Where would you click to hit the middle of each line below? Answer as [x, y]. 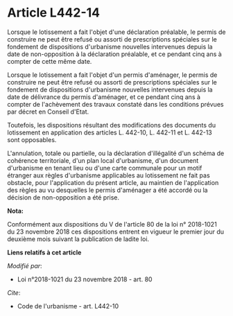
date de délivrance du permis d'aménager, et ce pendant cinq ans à [104, 97]
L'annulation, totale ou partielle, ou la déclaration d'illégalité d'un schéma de [116, 153]
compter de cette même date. [50, 61]
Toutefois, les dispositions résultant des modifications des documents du [112, 125]
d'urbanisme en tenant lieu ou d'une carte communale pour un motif [105, 168]
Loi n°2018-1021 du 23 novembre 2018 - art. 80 [85, 279]
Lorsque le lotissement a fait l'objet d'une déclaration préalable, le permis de [116, 32]
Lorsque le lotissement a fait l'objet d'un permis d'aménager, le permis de [112, 75]
